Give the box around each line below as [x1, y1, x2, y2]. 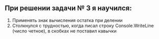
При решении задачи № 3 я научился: [5, 4, 132, 12]
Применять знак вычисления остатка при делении [12, 17, 123, 23]
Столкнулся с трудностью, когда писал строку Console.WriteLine [12, 22, 154, 28]
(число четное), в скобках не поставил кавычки [12, 27, 117, 34]
